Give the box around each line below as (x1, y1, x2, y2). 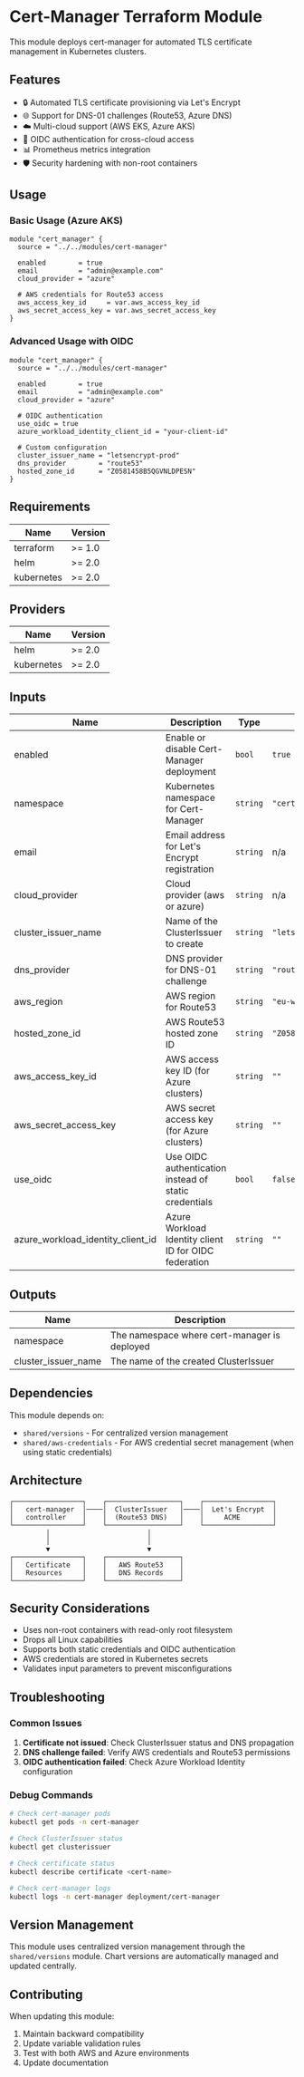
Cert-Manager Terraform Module (9, 6, 262, 27)
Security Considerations (9, 1601, 151, 1616)
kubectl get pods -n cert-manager (9, 1818, 140, 1827)
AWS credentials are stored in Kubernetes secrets (22, 1654, 209, 1665)
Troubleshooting (9, 1689, 106, 1705)
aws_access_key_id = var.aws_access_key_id (17, 298, 201, 307)
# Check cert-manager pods (9, 1810, 111, 1819)
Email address (165, 829, 226, 842)
